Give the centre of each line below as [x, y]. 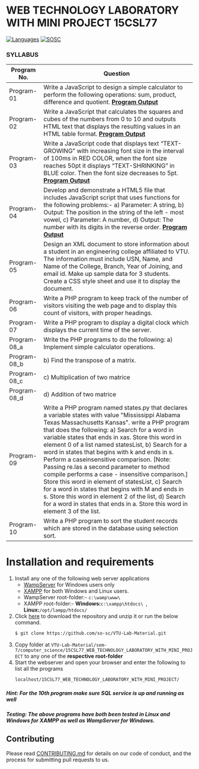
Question [117, 73]
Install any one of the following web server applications [82, 578]
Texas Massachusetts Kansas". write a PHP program [116, 423]
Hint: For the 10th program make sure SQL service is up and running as [95, 693]
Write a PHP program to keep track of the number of [116, 298]
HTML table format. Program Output [94, 134]
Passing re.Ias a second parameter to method [107, 467]
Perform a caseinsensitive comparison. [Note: [107, 459]
